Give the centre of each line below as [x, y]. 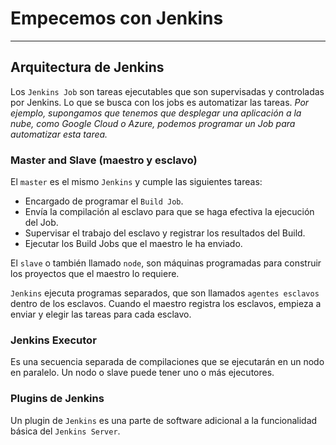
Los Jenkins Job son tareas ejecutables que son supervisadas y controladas [167, 91]
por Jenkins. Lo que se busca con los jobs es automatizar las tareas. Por [160, 102]
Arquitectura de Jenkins [87, 67]
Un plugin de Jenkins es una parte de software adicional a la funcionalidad [164, 420]
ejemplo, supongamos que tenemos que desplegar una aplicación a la [156, 113]
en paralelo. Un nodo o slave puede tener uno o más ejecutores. [142, 373]
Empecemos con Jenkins [117, 18]
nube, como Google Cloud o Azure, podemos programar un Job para [153, 123]
